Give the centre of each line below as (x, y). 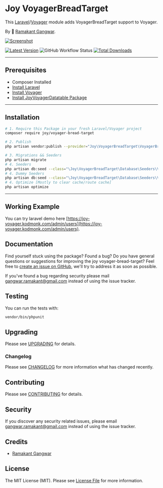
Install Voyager (27, 92)
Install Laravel (26, 87)
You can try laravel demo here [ (36, 218)
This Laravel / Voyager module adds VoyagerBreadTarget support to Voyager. (81, 22)
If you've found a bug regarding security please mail (57, 275)
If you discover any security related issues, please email (61, 421)
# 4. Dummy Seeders (25, 174)
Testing (17, 296)
